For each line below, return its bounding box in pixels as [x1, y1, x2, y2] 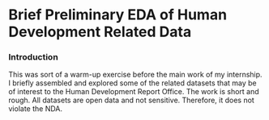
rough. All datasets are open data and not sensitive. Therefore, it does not [8, 95, 255, 106]
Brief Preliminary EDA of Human [8, 6, 228, 24]
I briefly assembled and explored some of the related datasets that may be [8, 78, 257, 88]
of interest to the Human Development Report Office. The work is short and [8, 87, 259, 97]
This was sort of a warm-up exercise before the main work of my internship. [8, 70, 263, 80]
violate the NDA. [8, 104, 63, 114]
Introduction [8, 52, 58, 63]
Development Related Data [8, 23, 192, 41]
